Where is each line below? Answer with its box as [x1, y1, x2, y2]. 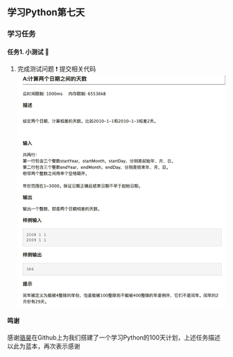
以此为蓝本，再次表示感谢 [7, 342, 80, 351]
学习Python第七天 [7, 6, 85, 19]
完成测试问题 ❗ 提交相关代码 [17, 65, 96, 73]
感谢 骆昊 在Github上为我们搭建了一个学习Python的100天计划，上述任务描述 [7, 333, 221, 342]
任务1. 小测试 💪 [7, 47, 50, 56]
